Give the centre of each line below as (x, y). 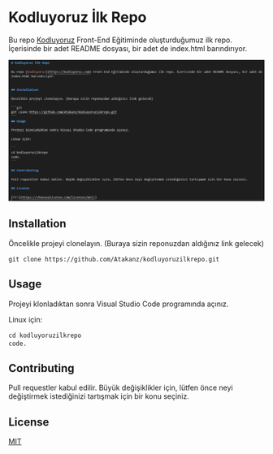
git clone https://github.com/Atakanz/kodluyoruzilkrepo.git (114, 259)
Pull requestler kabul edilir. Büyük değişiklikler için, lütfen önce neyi (121, 388)
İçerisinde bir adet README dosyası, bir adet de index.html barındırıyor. (128, 48)
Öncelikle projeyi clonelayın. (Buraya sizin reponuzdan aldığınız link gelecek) (136, 243)
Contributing (41, 368)
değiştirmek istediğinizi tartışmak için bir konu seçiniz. (99, 396)
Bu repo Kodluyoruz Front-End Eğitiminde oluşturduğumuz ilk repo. (121, 40)
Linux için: (26, 319)
